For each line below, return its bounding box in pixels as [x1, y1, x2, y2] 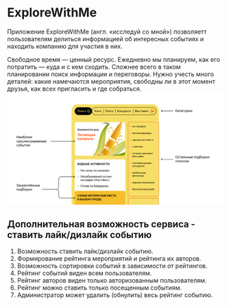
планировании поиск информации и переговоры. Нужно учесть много [7, 70, 215, 78]
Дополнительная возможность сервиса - [7, 218, 195, 230]
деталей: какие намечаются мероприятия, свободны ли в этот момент [7, 77, 216, 85]
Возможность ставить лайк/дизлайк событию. [16, 247, 154, 255]
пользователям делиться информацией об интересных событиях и [7, 34, 204, 43]
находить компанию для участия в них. [7, 42, 123, 50]
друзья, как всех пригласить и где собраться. [7, 84, 142, 93]
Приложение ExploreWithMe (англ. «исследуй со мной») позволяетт [7, 27, 207, 36]
